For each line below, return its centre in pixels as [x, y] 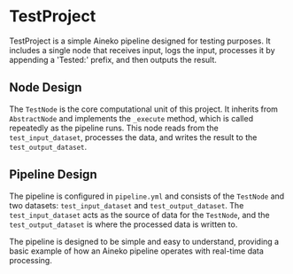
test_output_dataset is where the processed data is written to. [123, 224]
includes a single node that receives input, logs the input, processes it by [143, 50]
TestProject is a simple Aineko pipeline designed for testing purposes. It [140, 41]
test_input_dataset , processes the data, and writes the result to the [133, 137]
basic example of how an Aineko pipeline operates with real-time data [136, 251]
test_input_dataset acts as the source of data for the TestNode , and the [139, 215]
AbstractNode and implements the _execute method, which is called [131, 118]
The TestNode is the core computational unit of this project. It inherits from [144, 109]
